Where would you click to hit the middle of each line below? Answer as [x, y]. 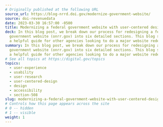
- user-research [26, 77]
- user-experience [28, 68]
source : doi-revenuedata [30, 18]
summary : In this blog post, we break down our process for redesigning [80, 45]
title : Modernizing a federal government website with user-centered [77, 28]
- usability [22, 72]
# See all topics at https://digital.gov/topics [55, 59]
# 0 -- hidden [19, 108]
